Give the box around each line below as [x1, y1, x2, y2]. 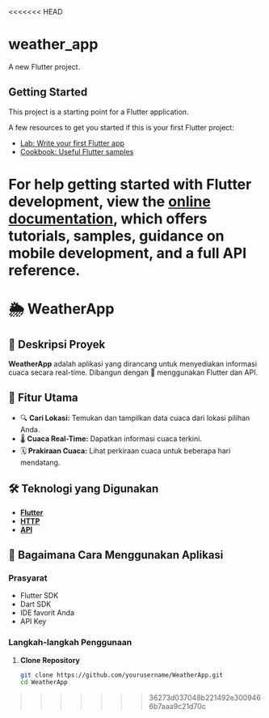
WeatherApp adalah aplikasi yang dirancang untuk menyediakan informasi [8, 359, 257, 368]
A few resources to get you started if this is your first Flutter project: [8, 122, 234, 132]
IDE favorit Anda [19, 608, 75, 618]
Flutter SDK [19, 591, 59, 601]
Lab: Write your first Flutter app [19, 138, 125, 148]
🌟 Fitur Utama [8, 391, 78, 405]
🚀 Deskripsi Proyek [8, 338, 106, 351]
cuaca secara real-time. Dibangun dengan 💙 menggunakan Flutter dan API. [8, 367, 258, 377]
